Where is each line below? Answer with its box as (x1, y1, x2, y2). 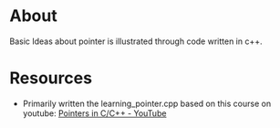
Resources (9, 68, 93, 89)
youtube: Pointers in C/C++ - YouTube (22, 107, 167, 119)
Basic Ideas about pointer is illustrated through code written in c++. (9, 36, 263, 47)
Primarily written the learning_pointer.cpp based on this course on (22, 98, 272, 109)
